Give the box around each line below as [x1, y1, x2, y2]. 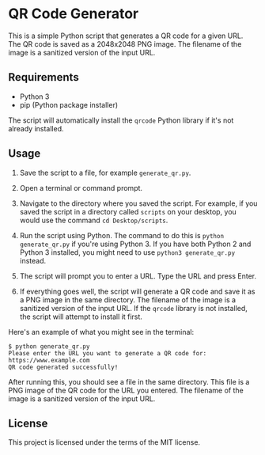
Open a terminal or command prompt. [19, 183, 143, 192]
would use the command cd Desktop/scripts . [19, 215, 168, 225]
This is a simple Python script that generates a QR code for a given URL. [8, 31, 244, 40]
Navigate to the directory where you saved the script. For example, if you [19, 199, 258, 208]
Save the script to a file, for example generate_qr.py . [19, 168, 191, 177]
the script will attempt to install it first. [19, 312, 142, 321]
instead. [19, 256, 47, 265]
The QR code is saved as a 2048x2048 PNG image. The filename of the [8, 39, 242, 48]
